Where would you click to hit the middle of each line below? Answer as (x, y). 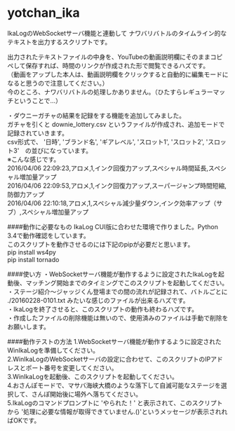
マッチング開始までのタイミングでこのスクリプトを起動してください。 (127, 282)
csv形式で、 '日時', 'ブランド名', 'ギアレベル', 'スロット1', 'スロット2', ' (108, 142)
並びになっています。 (62, 150)
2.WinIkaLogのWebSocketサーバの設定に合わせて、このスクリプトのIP (109, 359)
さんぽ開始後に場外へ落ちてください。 (87, 394)
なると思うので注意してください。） (58, 83)
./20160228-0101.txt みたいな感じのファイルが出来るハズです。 (98, 300)
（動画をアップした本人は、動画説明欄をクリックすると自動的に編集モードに (118, 74)
